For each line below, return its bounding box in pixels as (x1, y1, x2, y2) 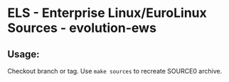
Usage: (7, 48, 41, 60)
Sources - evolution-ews (7, 20, 156, 36)
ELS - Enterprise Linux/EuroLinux (7, 5, 208, 21)
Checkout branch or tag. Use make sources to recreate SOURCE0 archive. (7, 67, 223, 75)
